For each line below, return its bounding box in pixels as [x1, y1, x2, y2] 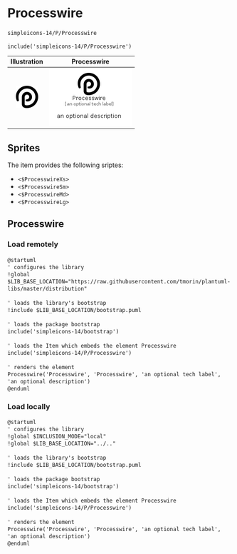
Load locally [7, 401, 51, 411]
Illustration [10, 57, 44, 66]
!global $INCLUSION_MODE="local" [7, 433, 107, 440]
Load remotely [7, 239, 59, 249]
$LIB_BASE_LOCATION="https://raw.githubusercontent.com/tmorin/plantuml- [7, 278, 231, 285]
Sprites [7, 141, 41, 154]
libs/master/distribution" [7, 285, 88, 292]
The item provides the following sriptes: [7, 161, 124, 169]
